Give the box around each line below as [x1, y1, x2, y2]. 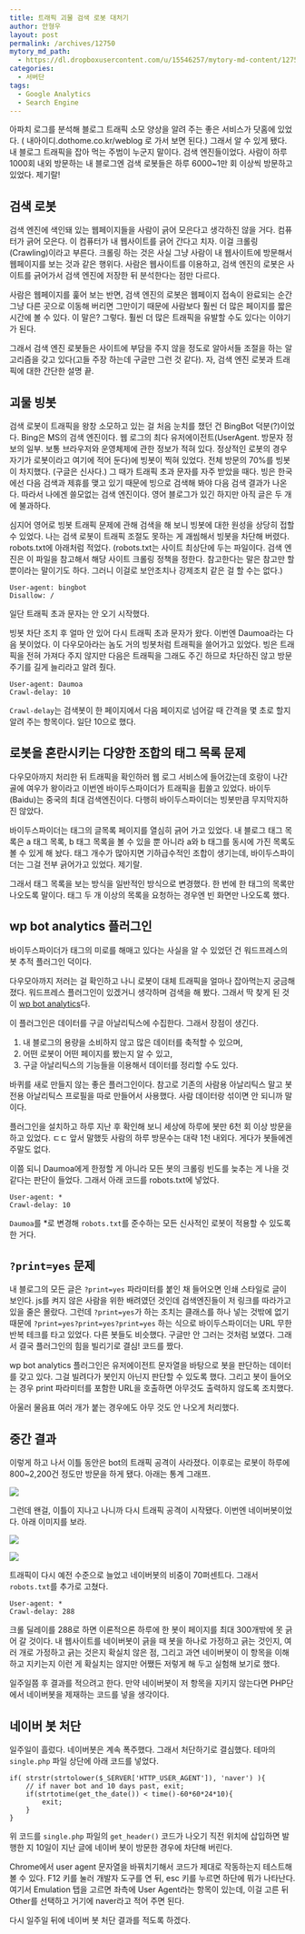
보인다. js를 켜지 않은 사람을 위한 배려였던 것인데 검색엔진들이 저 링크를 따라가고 [9, 1295, 292, 1306]
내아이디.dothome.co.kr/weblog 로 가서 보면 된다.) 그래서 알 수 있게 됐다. [25, 136, 288, 146]
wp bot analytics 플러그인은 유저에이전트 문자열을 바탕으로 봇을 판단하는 [9, 1360, 268, 1371]
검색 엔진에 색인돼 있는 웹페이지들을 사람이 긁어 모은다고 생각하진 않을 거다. [9, 225, 276, 236]
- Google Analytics [17, 89, 92, 98]
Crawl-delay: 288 [9, 1607, 75, 1617]
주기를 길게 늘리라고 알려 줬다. [9, 661, 116, 672]
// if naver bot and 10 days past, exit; [25, 1782, 184, 1791]
